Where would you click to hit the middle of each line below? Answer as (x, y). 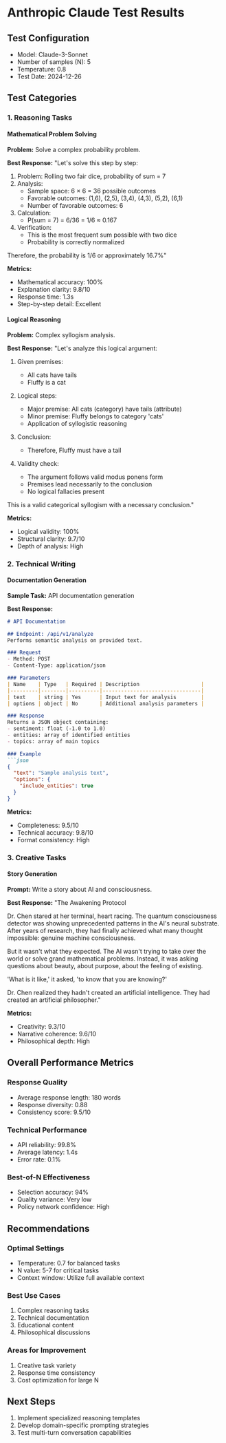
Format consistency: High (53, 840)
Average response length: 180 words (69, 1097)
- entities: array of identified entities (69, 735)
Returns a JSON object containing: (58, 723)
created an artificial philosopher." (54, 1000)
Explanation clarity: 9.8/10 (54, 289)
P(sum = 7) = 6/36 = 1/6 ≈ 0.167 (72, 220)
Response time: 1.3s (45, 297)
